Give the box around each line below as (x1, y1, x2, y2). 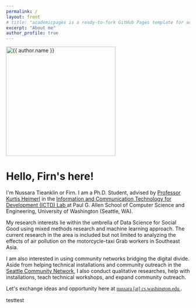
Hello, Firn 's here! (6, 170, 94, 183)
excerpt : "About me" (6, 24, 57, 31)
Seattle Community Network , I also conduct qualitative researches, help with (6, 268, 190, 275)
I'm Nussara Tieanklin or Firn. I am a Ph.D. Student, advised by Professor (6, 189, 181, 196)
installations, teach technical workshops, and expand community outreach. (6, 274, 187, 281)
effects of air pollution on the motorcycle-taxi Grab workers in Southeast (6, 237, 180, 245)
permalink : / (6, 8, 38, 15)
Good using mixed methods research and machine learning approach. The (6, 225, 185, 232)
